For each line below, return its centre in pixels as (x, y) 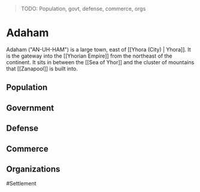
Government (30, 108)
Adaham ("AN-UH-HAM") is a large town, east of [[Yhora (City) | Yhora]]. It (99, 49)
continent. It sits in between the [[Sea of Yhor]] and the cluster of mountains (100, 62)
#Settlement (22, 184)
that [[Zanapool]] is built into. (42, 68)
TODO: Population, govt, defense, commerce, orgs (83, 9)
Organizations (33, 169)
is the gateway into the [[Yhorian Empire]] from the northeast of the (89, 56)
